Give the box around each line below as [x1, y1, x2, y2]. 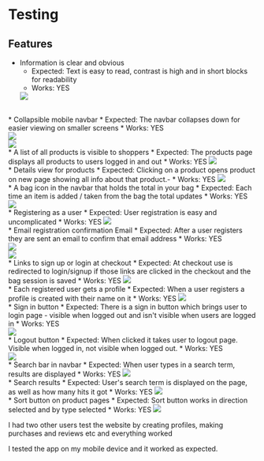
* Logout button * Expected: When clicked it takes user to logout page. [8, 335, 238, 345]
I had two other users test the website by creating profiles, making [8, 421, 224, 429]
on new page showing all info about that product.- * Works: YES [8, 175, 216, 183]
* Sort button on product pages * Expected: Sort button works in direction [8, 395, 248, 405]
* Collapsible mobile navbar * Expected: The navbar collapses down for [8, 115, 240, 124]
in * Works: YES [8, 319, 60, 328]
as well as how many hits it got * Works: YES [8, 387, 153, 396]
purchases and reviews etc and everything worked [8, 429, 173, 438]
